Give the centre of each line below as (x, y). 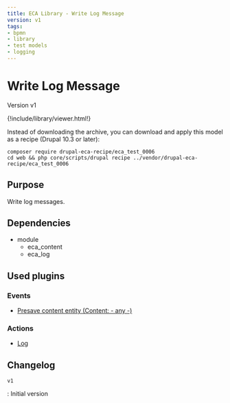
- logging (21, 52)
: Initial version (28, 394)
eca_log (38, 254)
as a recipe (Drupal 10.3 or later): (54, 139)
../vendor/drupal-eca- (165, 158)
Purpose (26, 185)
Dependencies (39, 224)
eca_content (45, 247)
